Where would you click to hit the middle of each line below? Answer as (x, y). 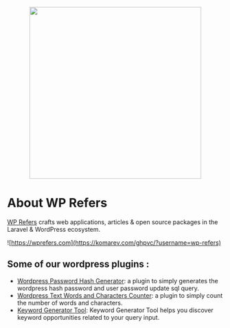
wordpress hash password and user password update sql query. (108, 288)
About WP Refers (57, 203)
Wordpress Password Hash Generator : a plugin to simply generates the (117, 281)
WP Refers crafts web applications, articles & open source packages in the (113, 222)
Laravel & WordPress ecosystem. (54, 229)
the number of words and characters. (70, 303)
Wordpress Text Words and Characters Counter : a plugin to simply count (120, 295)
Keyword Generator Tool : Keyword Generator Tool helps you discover (115, 310)
